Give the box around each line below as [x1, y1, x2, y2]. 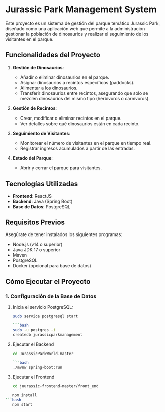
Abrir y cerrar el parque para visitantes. [20, 165, 102, 171]
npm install [12, 393, 37, 398]
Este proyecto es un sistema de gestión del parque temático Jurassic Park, [5, 20, 160, 26]
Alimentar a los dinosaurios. [20, 85, 78, 91]
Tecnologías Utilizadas [5, 180, 78, 188]
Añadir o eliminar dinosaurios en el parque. [20, 74, 110, 80]
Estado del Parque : [12, 155, 53, 161]
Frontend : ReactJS [12, 193, 52, 199]
